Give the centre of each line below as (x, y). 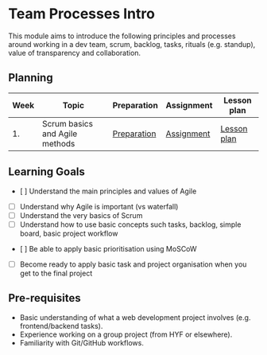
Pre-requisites (44, 298)
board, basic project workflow (69, 233)
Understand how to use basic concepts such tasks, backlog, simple (130, 224)
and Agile (60, 134)
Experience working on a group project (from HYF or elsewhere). (126, 334)
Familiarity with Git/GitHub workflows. (82, 342)
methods (59, 143)
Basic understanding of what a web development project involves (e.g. (135, 317)
